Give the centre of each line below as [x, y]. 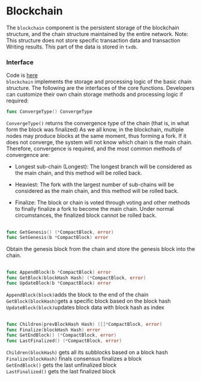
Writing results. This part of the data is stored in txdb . [72, 47]
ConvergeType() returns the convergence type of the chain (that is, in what [98, 123]
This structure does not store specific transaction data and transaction [93, 40]
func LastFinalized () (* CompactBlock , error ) [64, 341]
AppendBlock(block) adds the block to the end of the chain [77, 295]
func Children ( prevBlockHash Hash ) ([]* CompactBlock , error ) [84, 324]
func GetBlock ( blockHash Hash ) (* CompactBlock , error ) [76, 278]
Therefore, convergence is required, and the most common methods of [94, 149]
